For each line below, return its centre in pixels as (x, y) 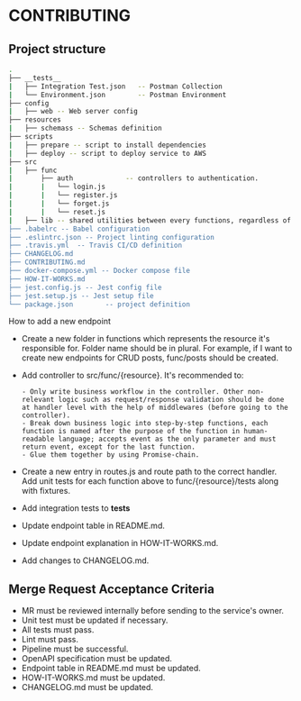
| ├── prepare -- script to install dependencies (107, 145)
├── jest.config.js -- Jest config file (86, 287)
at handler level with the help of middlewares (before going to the (155, 408)
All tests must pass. (58, 630)
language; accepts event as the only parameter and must (167, 439)
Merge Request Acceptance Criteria (112, 589)
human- (256, 432)
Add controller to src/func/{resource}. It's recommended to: (132, 376)
